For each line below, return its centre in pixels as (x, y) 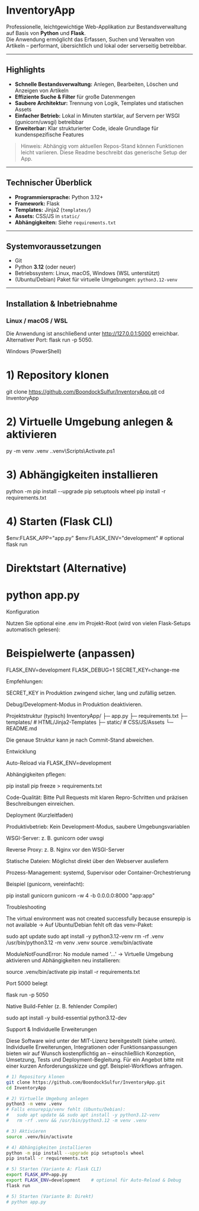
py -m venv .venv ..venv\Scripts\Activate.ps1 (61, 450)
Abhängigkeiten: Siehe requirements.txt (65, 222)
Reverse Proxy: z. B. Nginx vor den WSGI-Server (65, 849)
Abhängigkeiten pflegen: (36, 774)
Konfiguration (23, 612)
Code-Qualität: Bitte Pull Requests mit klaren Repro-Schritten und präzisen (97, 797)
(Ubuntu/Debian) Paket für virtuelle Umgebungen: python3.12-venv (96, 280)
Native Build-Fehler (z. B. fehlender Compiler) (62, 1006)
